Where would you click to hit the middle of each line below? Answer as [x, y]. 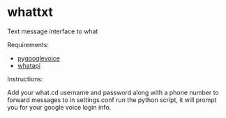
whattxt [30, 12]
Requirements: [28, 44]
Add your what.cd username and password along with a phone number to [113, 92]
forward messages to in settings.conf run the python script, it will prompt [112, 100]
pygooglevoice [39, 58]
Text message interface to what [53, 31]
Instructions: [25, 79]
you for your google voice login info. [59, 107]
